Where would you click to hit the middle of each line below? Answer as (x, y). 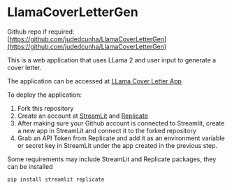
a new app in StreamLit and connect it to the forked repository (107, 130)
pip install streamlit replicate (56, 179)
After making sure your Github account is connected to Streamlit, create (121, 123)
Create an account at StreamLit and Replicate (82, 116)
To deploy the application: (45, 95)
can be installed (30, 166)
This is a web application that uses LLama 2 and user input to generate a (112, 60)
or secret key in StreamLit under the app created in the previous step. (117, 145)
